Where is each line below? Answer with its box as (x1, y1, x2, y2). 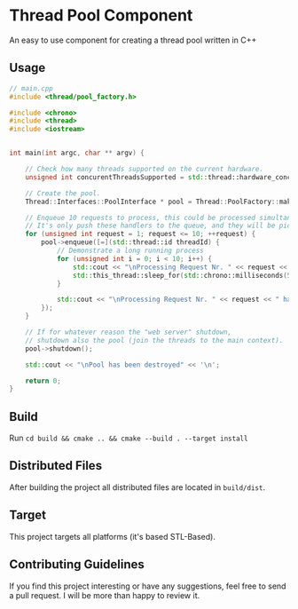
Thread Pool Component (9, 5, 193, 26)
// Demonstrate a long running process (56, 246, 204, 255)
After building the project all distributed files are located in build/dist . (9, 481, 266, 493)
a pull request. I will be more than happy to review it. (9, 589, 200, 600)
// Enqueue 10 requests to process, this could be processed (25, 213, 255, 222)
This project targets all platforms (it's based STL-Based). (9, 531, 216, 542)
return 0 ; (25, 376, 62, 385)
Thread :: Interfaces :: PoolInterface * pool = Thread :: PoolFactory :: (25, 197, 279, 206)
